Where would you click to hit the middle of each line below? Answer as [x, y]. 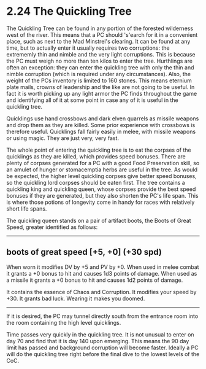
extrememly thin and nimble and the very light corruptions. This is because [101, 54]
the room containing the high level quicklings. [64, 322]
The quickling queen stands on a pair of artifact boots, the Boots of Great [99, 220]
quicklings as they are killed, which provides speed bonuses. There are [96, 156]
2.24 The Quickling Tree [69, 11]
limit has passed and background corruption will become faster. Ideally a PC [103, 348]
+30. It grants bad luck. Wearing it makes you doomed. [76, 298]
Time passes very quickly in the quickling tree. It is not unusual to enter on [100, 334]
